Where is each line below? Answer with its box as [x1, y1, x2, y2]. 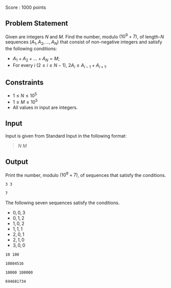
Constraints [5, 78, 44, 87]
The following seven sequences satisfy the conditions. [5, 200, 120, 206]
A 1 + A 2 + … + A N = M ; [12, 56, 60, 63]
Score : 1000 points [5, 5, 46, 10]
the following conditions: [5, 46, 57, 52]
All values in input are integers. [12, 104, 78, 110]
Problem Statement [5, 19, 68, 28]
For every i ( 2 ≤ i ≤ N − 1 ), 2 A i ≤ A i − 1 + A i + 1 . [12, 62, 107, 70]
